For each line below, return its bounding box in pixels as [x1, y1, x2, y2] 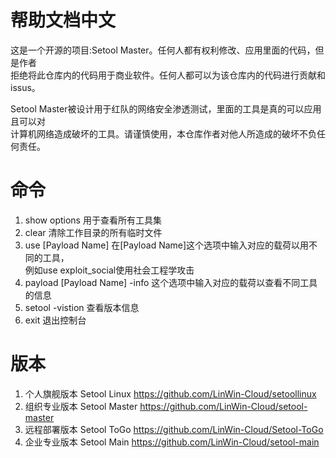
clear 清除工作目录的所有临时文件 [24, 226, 163, 238]
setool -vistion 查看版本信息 [24, 301, 140, 313]
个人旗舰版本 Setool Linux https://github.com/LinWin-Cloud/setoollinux [24, 387, 317, 400]
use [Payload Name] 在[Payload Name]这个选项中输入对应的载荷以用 [24, 239, 310, 251]
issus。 [10, 81, 41, 93]
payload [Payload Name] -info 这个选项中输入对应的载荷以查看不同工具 [24, 276, 318, 288]
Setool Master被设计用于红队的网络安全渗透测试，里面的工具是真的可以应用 [10, 102, 322, 115]
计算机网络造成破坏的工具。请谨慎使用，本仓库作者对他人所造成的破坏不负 [10, 127, 317, 140]
